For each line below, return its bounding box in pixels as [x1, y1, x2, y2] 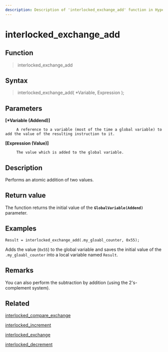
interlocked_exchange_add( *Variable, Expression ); [17, 89, 124, 95]
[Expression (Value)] [5, 140, 49, 146]
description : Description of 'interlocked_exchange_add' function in [5, 7, 153, 12]
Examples [5, 224, 36, 233]
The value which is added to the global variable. [16, 150, 124, 155]
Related [5, 299, 30, 307]
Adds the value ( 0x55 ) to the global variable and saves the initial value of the [5, 246, 161, 252]
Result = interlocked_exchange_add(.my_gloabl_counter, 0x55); [5, 237, 140, 242]
